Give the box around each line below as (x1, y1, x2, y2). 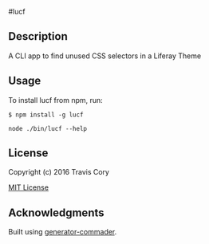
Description (8, 30, 68, 43)
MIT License (8, 183, 49, 192)
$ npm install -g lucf (8, 111, 84, 119)
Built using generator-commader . (8, 227, 117, 237)
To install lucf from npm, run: (8, 95, 104, 104)
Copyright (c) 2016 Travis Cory (8, 167, 110, 177)
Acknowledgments (8, 206, 105, 219)
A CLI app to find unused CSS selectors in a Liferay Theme (8, 51, 202, 61)
